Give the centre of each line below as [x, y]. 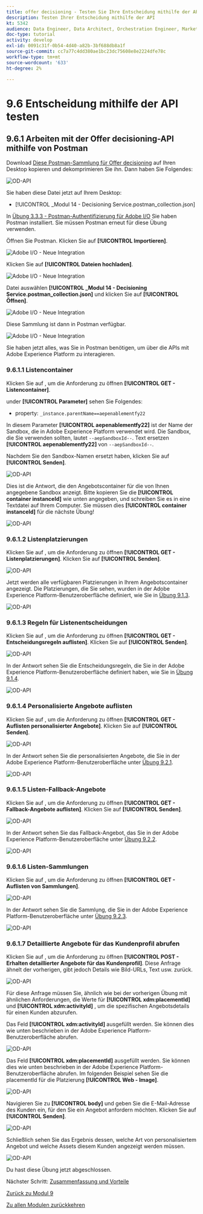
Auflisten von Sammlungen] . [43, 887]
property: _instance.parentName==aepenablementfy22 [80, 413]
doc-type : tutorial [31, 35]
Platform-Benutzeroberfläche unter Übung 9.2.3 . [67, 916]
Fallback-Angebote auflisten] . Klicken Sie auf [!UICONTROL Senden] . [94, 809]
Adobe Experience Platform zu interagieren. [61, 354]
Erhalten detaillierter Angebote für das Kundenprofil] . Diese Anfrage [94, 963]
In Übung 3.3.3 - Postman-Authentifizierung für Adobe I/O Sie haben [92, 216]
